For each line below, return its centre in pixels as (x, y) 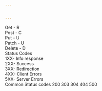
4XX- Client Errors (23, 74)
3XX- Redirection (22, 69)
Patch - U (15, 43)
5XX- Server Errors (24, 79)
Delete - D (15, 48)
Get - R (12, 27)
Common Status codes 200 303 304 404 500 (51, 84)
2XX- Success (20, 63)
